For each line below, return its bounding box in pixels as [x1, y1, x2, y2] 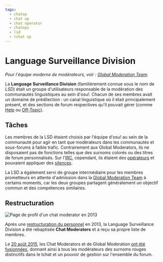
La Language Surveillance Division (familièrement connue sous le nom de [5, 81, 155, 87]
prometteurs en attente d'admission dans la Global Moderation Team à [5, 174, 146, 181]
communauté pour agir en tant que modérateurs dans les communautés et [5, 139, 154, 145]
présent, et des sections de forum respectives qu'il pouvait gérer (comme [5, 101, 153, 107]
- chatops [9, 25, 29, 30]
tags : [5, 7, 16, 12]
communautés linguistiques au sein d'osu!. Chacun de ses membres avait [5, 91, 152, 97]
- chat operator [9, 20, 42, 26]
